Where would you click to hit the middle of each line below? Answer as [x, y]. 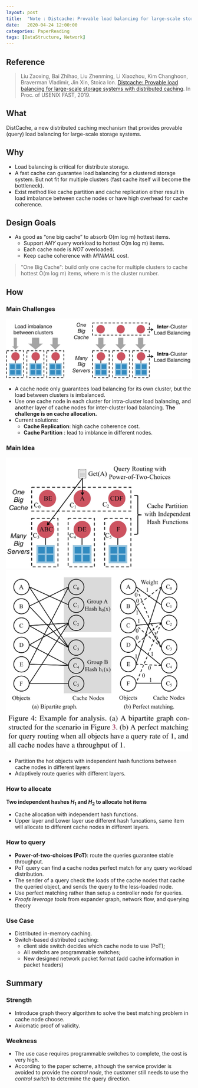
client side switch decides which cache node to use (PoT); [94, 946]
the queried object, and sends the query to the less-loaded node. [94, 886]
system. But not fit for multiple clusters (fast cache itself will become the [103, 179]
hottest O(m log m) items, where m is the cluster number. [90, 274]
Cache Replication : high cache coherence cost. [82, 426]
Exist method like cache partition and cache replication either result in [99, 192]
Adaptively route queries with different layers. [70, 774]
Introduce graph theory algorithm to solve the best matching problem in [101, 1013]
